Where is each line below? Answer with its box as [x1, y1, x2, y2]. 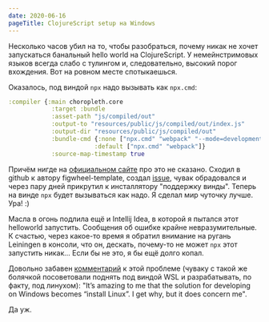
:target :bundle [50, 105, 106, 113]
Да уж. [8, 304, 32, 314]
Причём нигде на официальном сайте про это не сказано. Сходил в [8, 164, 241, 174]
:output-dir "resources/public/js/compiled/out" [50, 127, 217, 135]
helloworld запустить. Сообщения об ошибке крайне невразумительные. [8, 222, 258, 232]
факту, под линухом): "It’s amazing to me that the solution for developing [8, 280, 251, 290]
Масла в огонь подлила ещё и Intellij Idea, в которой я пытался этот [8, 214, 239, 223]
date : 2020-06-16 [8, 11, 66, 20]
